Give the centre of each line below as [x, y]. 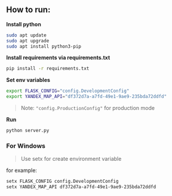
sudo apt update [26, 35]
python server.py [28, 131]
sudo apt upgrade [28, 41]
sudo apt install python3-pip [44, 46]
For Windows [26, 146]
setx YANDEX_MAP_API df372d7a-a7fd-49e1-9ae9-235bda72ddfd [81, 187]
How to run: [28, 10]
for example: [22, 170]
